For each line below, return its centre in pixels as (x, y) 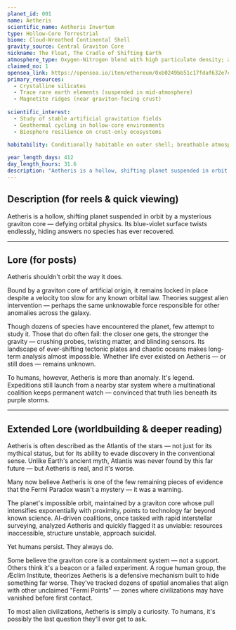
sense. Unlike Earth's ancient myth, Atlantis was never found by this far (110, 461)
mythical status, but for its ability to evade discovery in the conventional (111, 453)
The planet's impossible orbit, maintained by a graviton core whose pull (111, 503)
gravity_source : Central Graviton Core (66, 47)
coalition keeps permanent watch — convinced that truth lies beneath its (112, 393)
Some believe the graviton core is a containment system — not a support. (113, 560)
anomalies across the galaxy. (49, 313)
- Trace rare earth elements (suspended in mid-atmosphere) (103, 92)
